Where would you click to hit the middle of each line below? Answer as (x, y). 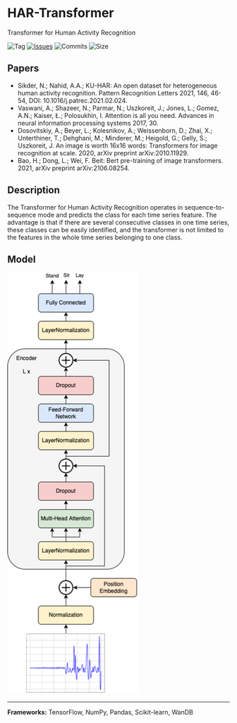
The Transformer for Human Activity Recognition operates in (95, 207)
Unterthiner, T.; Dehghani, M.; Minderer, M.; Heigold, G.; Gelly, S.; (113, 138)
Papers (23, 68)
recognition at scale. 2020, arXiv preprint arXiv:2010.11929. (103, 153)
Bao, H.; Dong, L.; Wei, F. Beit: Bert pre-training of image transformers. (120, 160)
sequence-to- (205, 207)
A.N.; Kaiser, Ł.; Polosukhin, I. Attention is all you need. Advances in (116, 115)
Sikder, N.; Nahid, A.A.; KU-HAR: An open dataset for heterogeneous (117, 85)
